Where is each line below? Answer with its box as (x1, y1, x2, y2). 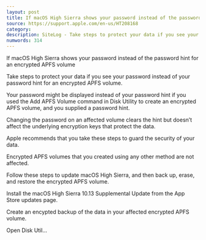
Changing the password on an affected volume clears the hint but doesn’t (6, 116, 192, 123)
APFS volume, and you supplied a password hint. (6, 104, 130, 111)
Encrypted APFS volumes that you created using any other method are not (6, 153, 194, 160)
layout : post (6, 9, 40, 15)
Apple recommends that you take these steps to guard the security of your (6, 134, 195, 142)
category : (6, 26, 32, 33)
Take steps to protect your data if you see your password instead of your (6, 73, 191, 80)
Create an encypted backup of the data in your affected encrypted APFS (6, 208, 190, 215)
